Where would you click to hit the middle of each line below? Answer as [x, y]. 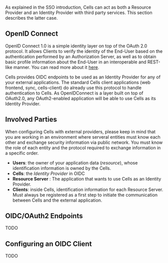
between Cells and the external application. [57, 200]
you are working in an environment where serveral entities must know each [83, 137]
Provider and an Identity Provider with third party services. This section [79, 13]
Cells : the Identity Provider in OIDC [49, 173]
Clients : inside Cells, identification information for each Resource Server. [88, 189]
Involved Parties [31, 119]
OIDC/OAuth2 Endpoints [44, 216]
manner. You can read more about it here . [56, 67]
